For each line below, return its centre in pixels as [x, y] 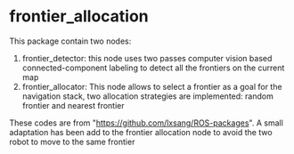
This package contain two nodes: [70, 41]
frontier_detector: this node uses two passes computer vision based [147, 58]
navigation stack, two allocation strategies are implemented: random [147, 96]
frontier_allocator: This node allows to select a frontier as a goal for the [152, 86]
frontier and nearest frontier [73, 105]
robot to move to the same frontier [72, 142]
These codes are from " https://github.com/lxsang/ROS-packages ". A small [146, 123]
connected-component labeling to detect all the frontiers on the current [153, 68]
